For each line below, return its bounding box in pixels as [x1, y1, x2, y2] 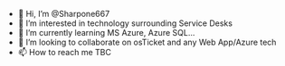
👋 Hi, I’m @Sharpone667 [17, 9, 110, 19]
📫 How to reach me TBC [17, 47, 111, 57]
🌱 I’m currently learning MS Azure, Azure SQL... [17, 28, 195, 37]
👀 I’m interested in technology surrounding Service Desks [17, 18, 233, 29]
